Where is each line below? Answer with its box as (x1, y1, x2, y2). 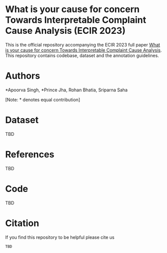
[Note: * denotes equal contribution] (5, 96, 80, 103)
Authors (5, 70, 40, 82)
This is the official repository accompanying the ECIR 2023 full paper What (5, 41, 160, 47)
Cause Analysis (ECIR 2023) (5, 25, 126, 36)
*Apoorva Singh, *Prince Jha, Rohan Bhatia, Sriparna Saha (5, 87, 128, 93)
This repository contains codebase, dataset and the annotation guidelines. (5, 52, 159, 59)
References (5, 149, 54, 160)
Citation (5, 217, 39, 229)
